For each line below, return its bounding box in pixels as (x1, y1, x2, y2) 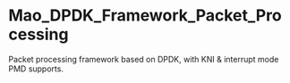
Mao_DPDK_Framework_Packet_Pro (8, 5, 283, 26)
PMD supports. (8, 63, 64, 74)
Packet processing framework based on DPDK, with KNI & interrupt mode (8, 54, 279, 64)
